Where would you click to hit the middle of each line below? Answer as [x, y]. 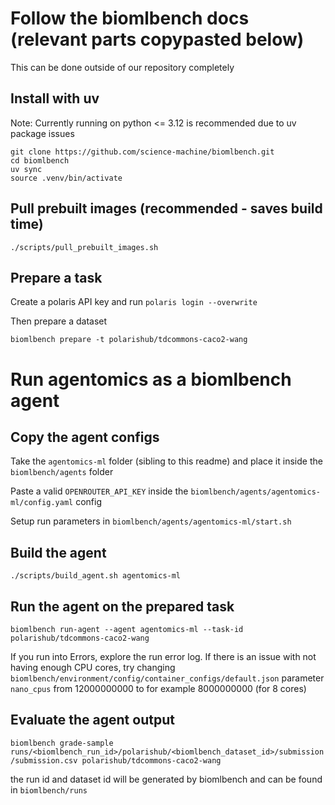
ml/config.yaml [42, 503]
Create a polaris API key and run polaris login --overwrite [134, 302]
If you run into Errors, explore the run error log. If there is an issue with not [163, 656]
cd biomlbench [40, 160]
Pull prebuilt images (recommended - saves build [166, 208]
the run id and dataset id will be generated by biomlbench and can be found [166, 779]
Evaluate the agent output [92, 720]
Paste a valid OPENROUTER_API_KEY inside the [99, 491]
